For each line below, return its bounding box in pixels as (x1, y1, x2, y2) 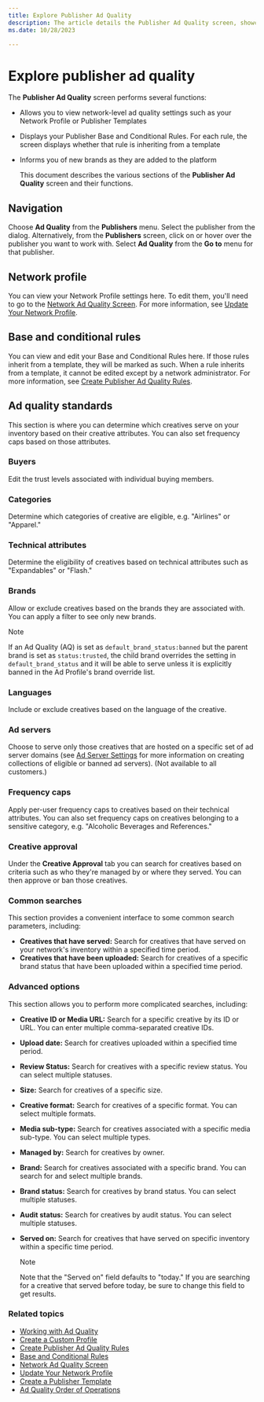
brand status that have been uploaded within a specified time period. (19, 962, 243, 971)
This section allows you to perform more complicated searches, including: (8, 999, 248, 1008)
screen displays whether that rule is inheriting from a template (19, 140, 221, 149)
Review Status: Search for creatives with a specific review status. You (19, 1062, 247, 1071)
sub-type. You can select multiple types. (19, 1132, 151, 1142)
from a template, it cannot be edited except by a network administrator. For (8, 368, 251, 377)
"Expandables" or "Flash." (8, 566, 93, 575)
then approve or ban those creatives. (8, 875, 128, 885)
